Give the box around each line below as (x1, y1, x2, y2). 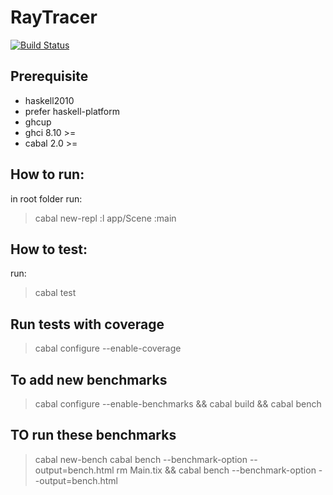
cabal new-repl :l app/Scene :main (34, 212, 177, 224)
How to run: (10, 166, 85, 183)
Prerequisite (10, 68, 89, 85)
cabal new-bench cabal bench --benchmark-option (34, 453, 248, 465)
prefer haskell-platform (24, 105, 120, 117)
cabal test (34, 287, 77, 299)
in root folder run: (10, 192, 83, 205)
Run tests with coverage (10, 316, 165, 333)
